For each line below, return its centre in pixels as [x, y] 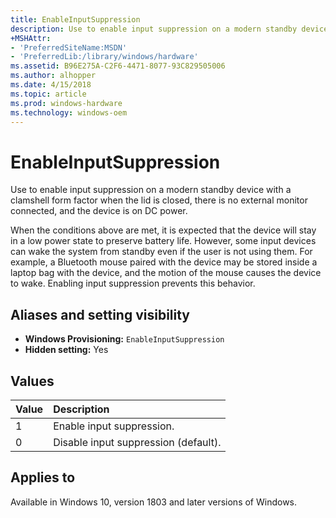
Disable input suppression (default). [137, 442]
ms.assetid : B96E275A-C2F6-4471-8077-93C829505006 [118, 66]
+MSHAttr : [31, 38]
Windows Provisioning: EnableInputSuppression [124, 339]
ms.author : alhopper [53, 76]
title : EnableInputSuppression [75, 19]
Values [32, 381]
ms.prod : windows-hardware [66, 103]
